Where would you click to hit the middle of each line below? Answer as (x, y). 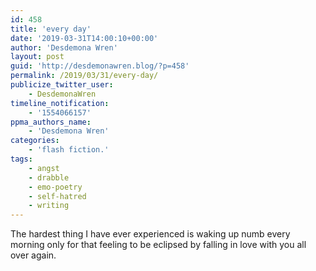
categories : (35, 141)
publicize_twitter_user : (62, 85)
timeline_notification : (60, 103)
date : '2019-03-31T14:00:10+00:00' (84, 38)
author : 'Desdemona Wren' (64, 47)
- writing (49, 206)
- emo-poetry (55, 187)
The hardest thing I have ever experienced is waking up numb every (150, 234)
